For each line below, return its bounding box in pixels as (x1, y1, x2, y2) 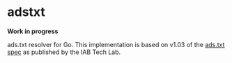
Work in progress (7, 27, 59, 35)
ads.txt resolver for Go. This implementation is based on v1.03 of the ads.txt (7, 40, 225, 48)
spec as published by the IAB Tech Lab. (7, 48, 121, 56)
